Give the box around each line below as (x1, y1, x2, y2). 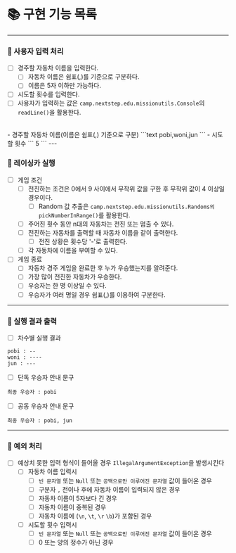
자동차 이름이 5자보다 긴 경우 (38, 494, 117, 502)
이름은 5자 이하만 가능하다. (27, 82, 102, 90)
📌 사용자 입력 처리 (7, 46, 64, 56)
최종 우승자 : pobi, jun (7, 417, 72, 424)
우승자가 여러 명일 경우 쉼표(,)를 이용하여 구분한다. (27, 290, 166, 299)
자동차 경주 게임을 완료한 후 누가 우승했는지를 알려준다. (27, 264, 178, 272)
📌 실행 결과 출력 (7, 316, 58, 326)
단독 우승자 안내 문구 (17, 373, 74, 381)
